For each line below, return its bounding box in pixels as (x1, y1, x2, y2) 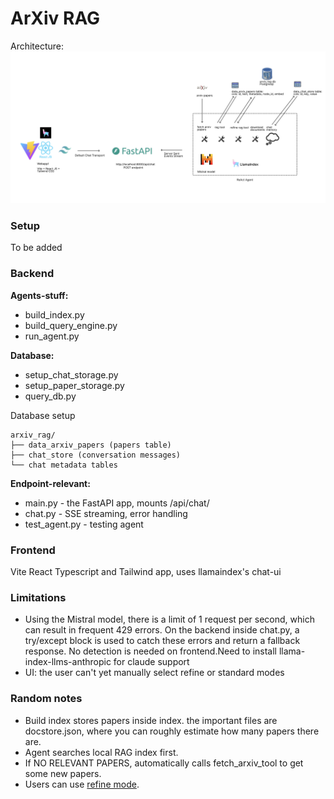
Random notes (10, 692, 83, 706)
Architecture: (10, 40, 65, 52)
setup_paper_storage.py (24, 379, 125, 391)
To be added (10, 242, 63, 254)
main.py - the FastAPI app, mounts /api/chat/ (24, 497, 210, 509)
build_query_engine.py (24, 319, 118, 331)
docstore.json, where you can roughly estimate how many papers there (24, 725, 320, 737)
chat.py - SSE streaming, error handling (24, 507, 188, 519)
